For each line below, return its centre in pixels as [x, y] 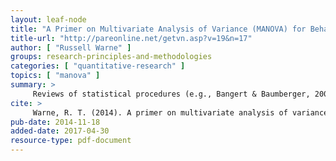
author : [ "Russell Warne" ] [71, 47]
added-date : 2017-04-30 [60, 131]
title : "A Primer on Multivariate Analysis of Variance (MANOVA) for [158, 29]
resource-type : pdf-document [71, 141]
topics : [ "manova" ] [55, 76]
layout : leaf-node [48, 19]
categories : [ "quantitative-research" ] [98, 66]
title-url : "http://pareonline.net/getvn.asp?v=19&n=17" [131, 38]
